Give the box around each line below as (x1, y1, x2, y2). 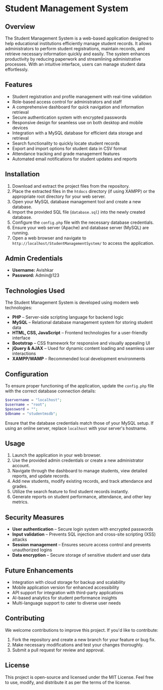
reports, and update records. (12, 473, 70, 479)
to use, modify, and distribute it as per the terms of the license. (5, 679, 131, 685)
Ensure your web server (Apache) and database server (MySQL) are (12, 224, 149, 230)
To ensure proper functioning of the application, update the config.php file (5, 383, 154, 389)
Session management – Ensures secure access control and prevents (12, 542, 151, 548)
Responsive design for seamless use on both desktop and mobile (12, 119, 143, 125)
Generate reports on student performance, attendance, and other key (12, 494, 152, 500)
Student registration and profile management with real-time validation (12, 93, 152, 99)
